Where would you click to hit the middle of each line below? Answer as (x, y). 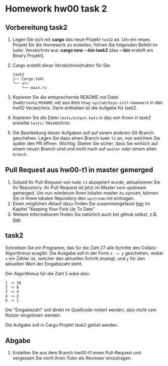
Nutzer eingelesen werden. (33, 315)
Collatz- (149, 248)
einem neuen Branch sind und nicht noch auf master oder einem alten (85, 149)
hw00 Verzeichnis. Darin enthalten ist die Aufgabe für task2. (75, 108)
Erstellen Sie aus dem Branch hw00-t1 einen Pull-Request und (77, 353)
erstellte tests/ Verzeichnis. (42, 123)
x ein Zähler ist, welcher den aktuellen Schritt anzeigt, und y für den (75, 258)
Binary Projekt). (29, 55)
